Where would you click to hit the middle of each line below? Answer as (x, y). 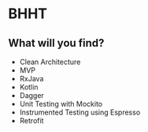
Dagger (32, 95)
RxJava (31, 79)
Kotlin (29, 87)
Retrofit (31, 121)
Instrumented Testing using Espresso (80, 112)
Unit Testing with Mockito (61, 104)
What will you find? (56, 43)
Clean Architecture (50, 62)
